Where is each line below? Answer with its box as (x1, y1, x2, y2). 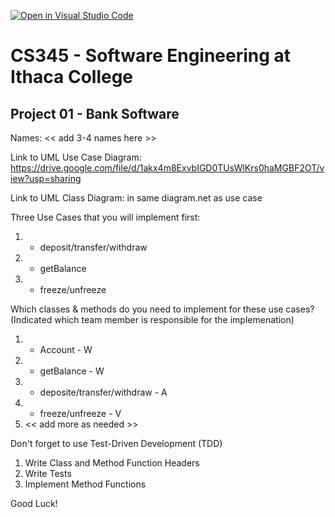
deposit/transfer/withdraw (39, 241, 148, 253)
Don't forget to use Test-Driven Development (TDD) (10, 438, 223, 449)
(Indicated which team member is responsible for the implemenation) (10, 314, 295, 325)
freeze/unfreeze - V (39, 408, 122, 419)
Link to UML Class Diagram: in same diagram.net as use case (10, 192, 263, 204)
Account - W (39, 344, 93, 355)
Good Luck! (10, 498, 58, 509)
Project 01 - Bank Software (10, 105, 180, 122)
